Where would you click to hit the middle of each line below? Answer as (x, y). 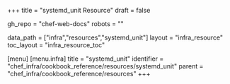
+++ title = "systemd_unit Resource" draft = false (79, 10)
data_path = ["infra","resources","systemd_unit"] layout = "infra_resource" (115, 37)
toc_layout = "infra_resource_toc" (56, 45)
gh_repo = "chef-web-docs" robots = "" (65, 24)
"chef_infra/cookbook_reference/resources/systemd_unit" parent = (105, 66)
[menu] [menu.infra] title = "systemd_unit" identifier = (86, 59)
